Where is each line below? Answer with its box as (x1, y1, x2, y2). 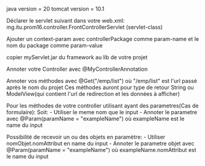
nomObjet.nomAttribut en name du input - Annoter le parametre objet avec (6, 140, 195, 147)
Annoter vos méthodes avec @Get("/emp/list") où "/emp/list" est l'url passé (6, 78, 198, 84)
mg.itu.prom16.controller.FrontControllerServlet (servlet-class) (6, 24, 163, 31)
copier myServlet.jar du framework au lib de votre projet (6, 54, 148, 60)
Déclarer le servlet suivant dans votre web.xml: (6, 17, 125, 24)
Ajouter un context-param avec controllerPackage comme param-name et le (6, 35, 199, 42)
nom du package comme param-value (6, 42, 103, 49)
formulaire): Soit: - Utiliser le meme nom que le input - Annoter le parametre (6, 109, 198, 115)
